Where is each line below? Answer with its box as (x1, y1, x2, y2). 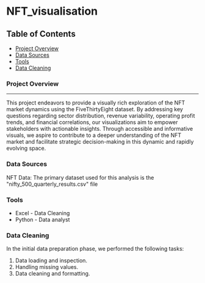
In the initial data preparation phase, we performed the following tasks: (6, 245, 184, 252)
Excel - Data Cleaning (15, 209, 70, 216)
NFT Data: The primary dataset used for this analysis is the (6, 174, 154, 181)
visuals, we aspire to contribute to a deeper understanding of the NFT (6, 131, 182, 139)
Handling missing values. (15, 263, 79, 271)
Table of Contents (6, 29, 76, 39)
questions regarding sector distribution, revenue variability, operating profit (6, 112, 195, 120)
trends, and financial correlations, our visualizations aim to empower (6, 119, 178, 126)
